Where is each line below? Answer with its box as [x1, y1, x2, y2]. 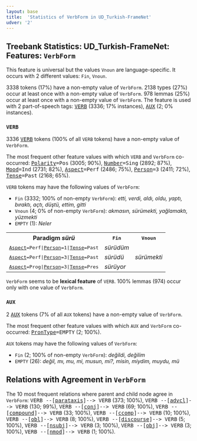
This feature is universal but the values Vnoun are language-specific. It [6, 66, 176, 74]
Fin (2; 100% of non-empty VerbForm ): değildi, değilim [14, 351, 146, 358]
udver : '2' [6, 19, 33, 25]
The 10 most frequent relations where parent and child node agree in [6, 390, 173, 397]
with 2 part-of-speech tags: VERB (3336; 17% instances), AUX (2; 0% [6, 103, 173, 110]
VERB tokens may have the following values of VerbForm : [6, 183, 140, 190]
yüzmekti [14, 213, 37, 221]
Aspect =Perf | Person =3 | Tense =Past [9, 254, 99, 260]
